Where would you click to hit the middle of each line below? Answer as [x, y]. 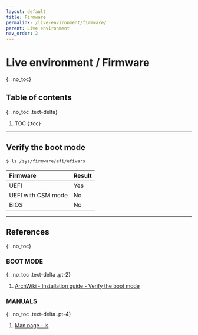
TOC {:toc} [28, 123]
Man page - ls [32, 325]
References [28, 232]
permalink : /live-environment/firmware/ [57, 22]
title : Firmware [26, 17]
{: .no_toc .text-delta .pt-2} [38, 274]
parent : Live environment [38, 28]
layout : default [26, 12]
